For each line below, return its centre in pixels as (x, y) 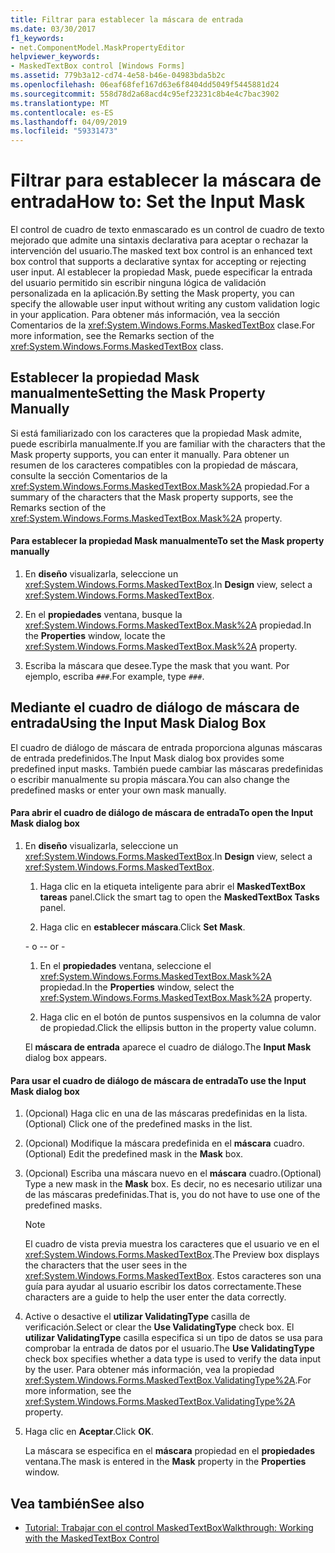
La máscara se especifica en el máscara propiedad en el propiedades (170, 1451)
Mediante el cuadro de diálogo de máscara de (155, 707)
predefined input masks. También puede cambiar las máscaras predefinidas (167, 768)
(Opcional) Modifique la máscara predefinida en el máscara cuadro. (164, 1143)
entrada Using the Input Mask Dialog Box (138, 723)
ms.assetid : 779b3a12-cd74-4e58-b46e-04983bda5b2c (118, 76)
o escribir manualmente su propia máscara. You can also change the (150, 779)
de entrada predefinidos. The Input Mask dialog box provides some (147, 758)
